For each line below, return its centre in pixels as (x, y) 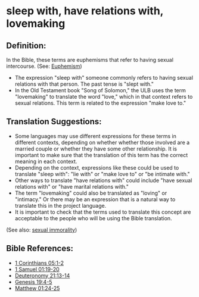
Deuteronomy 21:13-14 (42, 276)
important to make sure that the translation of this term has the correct (101, 155)
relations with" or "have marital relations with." (72, 186)
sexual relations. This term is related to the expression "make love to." (100, 103)
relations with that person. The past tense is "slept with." (84, 84)
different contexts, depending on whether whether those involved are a (102, 142)
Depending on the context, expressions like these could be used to (97, 167)
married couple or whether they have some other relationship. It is (96, 148)
